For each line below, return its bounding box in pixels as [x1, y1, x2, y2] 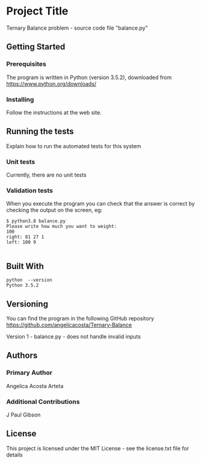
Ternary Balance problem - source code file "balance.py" [6, 24, 149, 31]
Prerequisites [6, 60, 46, 68]
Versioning [6, 299, 48, 309]
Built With [6, 261, 44, 271]
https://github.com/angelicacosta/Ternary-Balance [6, 321, 132, 328]
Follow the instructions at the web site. [6, 109, 102, 116]
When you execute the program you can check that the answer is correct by [6, 200, 195, 207]
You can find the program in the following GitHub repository [6, 314, 155, 322]
